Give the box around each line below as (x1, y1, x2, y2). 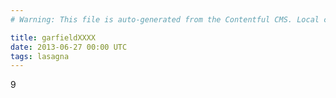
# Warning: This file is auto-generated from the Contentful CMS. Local (10, 14, 320, 25)
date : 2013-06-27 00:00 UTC (10, 42, 128, 52)
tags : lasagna (10, 51, 70, 61)
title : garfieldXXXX (10, 32, 97, 43)
